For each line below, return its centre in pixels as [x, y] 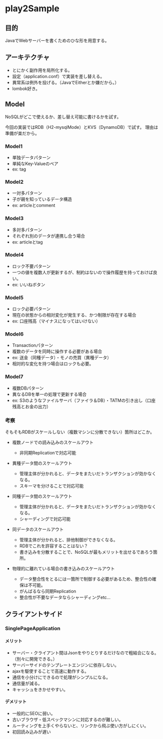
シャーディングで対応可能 [45, 519]
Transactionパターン [32, 345]
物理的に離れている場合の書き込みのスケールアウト [63, 568]
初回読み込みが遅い [31, 732]
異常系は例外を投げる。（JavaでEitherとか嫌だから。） [66, 82]
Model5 [14, 297]
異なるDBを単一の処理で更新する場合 [49, 394]
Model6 [14, 334]
